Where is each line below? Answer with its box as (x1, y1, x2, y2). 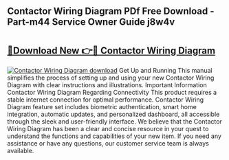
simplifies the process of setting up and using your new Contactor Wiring (7, 73, 215, 82)
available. (7, 147, 34, 155)
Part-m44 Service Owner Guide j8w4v (7, 16, 175, 28)
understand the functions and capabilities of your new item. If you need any (7, 132, 222, 140)
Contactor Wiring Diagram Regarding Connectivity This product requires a (7, 89, 217, 96)
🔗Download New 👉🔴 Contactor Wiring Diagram (7, 45, 215, 56)
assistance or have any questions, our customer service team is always (7, 139, 210, 147)
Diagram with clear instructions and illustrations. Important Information (7, 81, 208, 89)
